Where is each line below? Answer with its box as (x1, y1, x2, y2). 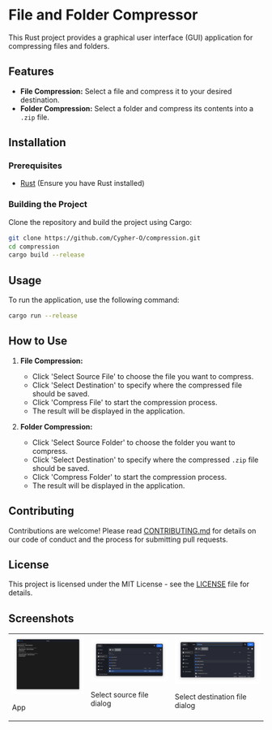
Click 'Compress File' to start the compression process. (32, 397, 218, 407)
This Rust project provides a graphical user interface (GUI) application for (8, 32, 253, 42)
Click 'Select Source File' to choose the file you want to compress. (32, 371, 254, 381)
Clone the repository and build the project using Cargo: (8, 217, 193, 227)
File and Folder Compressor (8, 6, 198, 24)
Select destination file (174, 692, 247, 702)
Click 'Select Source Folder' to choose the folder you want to (32, 437, 236, 447)
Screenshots (8, 611, 74, 625)
